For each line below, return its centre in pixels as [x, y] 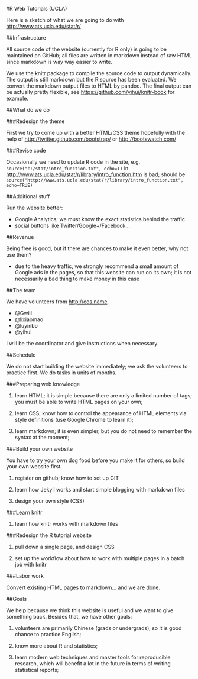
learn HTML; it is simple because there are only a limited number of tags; [103, 395]
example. [17, 98]
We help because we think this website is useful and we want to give [90, 610]
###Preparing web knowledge [43, 384]
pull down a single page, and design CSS [65, 547]
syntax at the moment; [42, 437]
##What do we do [28, 110]
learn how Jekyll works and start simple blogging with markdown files [100, 489]
